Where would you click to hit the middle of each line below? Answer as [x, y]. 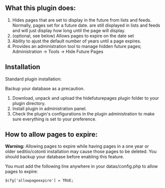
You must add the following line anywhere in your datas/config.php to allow [82, 166]
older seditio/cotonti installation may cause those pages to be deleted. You [81, 151]
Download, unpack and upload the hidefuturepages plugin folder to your [85, 98]
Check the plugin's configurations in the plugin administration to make [83, 113]
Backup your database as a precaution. [45, 88]
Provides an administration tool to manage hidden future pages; [77, 46]
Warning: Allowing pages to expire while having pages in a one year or [77, 146]
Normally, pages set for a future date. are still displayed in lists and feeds [86, 25]
